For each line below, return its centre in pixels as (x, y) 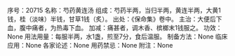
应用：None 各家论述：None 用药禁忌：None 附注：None (90, 45)
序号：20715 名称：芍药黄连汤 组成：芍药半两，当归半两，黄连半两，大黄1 (114, 10)
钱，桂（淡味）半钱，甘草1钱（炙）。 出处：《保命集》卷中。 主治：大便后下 (115, 19)
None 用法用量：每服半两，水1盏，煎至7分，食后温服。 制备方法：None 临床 (117, 36)
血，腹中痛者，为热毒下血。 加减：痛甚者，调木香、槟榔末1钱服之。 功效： (115, 28)
